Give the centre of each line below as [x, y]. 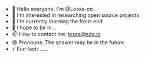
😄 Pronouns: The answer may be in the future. [68, 42]
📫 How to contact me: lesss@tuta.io [56, 34]
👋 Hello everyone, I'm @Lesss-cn [52, 9]
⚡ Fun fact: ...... [30, 49]
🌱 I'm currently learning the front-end [57, 21]
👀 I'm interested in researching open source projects [75, 15]
